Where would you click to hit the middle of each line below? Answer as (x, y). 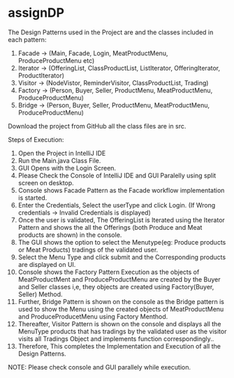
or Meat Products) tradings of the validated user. (88, 249)
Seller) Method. (40, 294)
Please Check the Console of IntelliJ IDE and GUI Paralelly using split (117, 175)
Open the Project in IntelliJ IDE (62, 153)
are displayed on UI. (47, 264)
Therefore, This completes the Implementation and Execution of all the (119, 346)
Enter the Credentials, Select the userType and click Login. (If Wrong (117, 205)
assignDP (36, 13)
